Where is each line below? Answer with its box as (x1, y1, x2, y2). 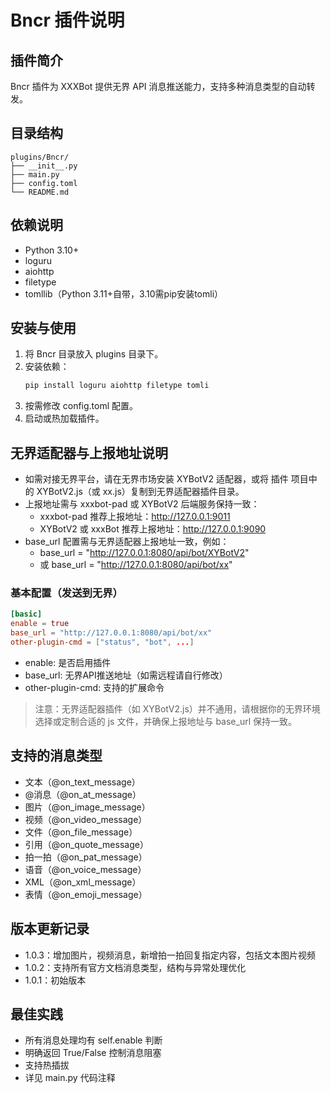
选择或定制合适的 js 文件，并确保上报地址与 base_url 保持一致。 (34, 715, 297, 727)
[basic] (10, 609, 43, 620)
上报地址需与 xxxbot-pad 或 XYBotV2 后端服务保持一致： (24, 498, 260, 510)
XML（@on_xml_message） (24, 876, 142, 888)
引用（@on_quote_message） (24, 838, 149, 850)
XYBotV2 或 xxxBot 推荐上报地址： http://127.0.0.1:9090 (39, 523, 267, 535)
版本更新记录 (10, 921, 90, 938)
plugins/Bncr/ (10, 152, 70, 162)
